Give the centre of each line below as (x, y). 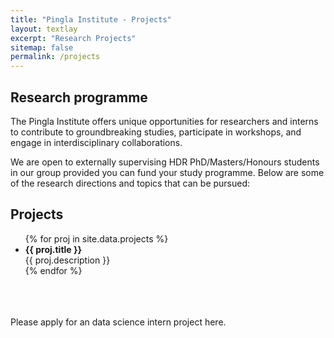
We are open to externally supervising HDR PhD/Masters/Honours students (165, 162)
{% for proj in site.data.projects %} (96, 238)
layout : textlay (44, 29)
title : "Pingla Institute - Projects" (91, 19)
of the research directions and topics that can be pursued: (130, 183)
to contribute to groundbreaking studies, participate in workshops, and (156, 132)
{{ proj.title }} (53, 249)
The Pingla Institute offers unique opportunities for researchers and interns (164, 121)
